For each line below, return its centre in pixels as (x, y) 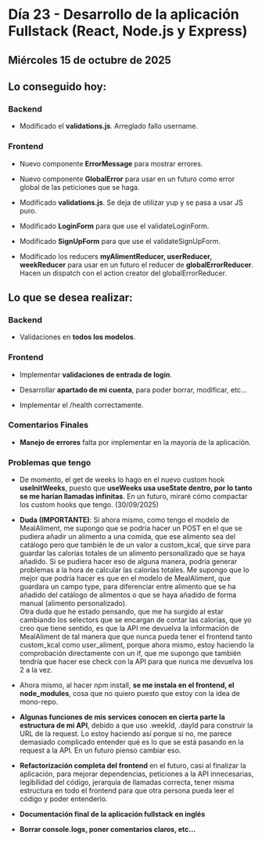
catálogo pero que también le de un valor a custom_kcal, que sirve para (135, 545)
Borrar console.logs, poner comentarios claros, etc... (108, 829)
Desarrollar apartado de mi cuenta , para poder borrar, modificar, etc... (133, 389)
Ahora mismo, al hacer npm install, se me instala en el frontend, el (127, 685)
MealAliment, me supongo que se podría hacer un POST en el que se (131, 528)
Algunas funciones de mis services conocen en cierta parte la (122, 717)
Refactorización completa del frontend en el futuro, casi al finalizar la (133, 766)
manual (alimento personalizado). (73, 603)
